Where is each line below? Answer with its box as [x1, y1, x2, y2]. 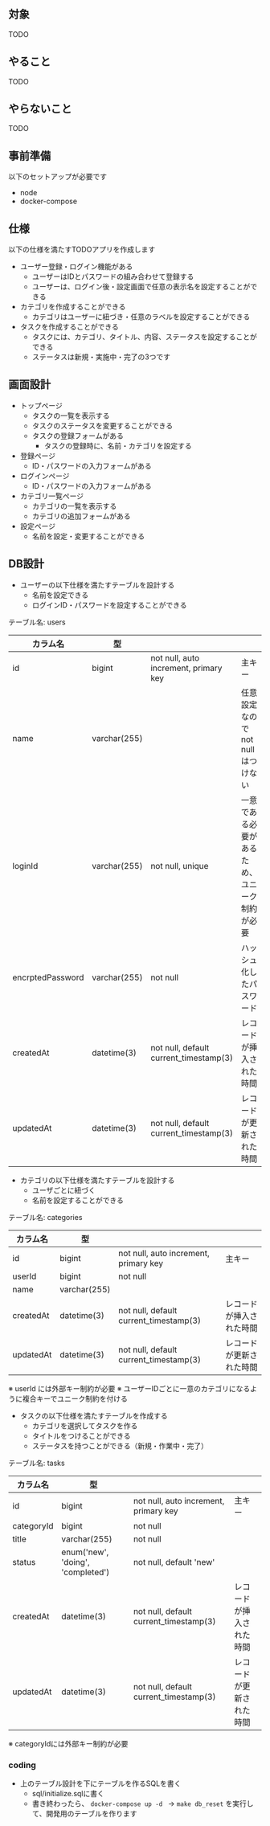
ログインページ [19, 471, 70, 481]
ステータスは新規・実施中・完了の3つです [31, 352, 171, 362]
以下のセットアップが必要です [8, 172, 107, 182]
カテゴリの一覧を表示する [31, 501, 117, 510]
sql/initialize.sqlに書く [31, 1788, 104, 1798]
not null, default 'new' [133, 1556, 215, 1567]
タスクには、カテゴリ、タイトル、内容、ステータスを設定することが [31, 332, 257, 342]
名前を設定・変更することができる [31, 531, 145, 541]
